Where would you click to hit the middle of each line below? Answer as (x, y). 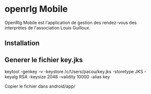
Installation (22, 43)
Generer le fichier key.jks (44, 60)
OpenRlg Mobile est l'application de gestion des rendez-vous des (71, 23)
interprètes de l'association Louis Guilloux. (48, 27)
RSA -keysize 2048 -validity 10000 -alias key (64, 77)
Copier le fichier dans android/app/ (40, 86)
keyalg (11, 77)
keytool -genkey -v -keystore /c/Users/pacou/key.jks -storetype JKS (74, 71)
